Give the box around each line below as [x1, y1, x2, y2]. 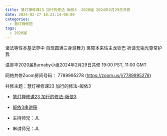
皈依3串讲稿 [12, 104, 37, 110]
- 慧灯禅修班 [9, 21, 33, 26]
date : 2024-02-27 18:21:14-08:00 [5, 12, 75, 17]
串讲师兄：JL [12, 125, 40, 131]
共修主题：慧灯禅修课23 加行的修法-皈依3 [5, 83, 91, 89]
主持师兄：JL [12, 115, 40, 120]
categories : [5, 16, 30, 21]
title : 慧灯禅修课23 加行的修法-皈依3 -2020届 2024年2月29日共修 [5, 7, 131, 12]
